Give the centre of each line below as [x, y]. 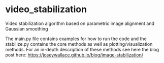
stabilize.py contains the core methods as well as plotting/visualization [79, 44]
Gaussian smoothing [27, 28]
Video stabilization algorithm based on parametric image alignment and [80, 23]
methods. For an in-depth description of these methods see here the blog [82, 49]
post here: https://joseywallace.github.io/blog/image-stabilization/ [74, 55]
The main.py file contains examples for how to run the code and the [76, 39]
